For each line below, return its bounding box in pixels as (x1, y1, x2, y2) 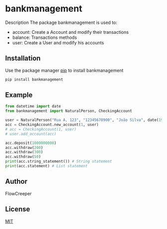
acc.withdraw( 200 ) (5, 145, 43, 150)
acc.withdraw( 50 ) (5, 154, 41, 159)
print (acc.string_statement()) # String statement (5, 159, 112, 164)
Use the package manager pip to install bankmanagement (5, 67, 124, 73)
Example (5, 91, 33, 100)
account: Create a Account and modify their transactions (12, 29, 129, 35)
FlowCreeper (5, 190, 32, 197)
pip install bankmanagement (5, 77, 64, 82)
